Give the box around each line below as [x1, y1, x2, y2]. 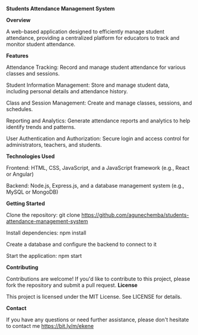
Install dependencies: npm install [6, 229, 87, 236]
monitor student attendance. [6, 41, 76, 48]
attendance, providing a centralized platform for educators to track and [6, 34, 180, 41]
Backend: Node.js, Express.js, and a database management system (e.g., [6, 182, 185, 189]
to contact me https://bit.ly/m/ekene [6, 323, 94, 329]
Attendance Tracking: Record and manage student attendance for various [6, 64, 186, 71]
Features [6, 52, 28, 59]
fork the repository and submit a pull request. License [6, 282, 138, 289]
